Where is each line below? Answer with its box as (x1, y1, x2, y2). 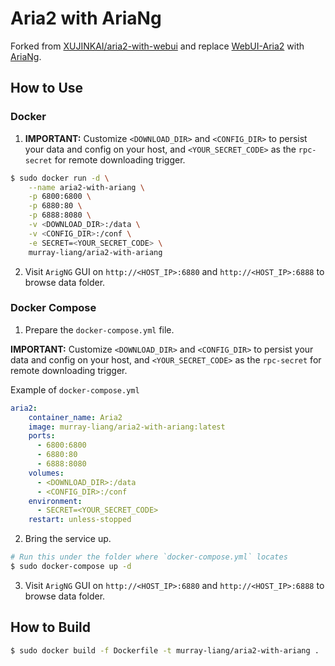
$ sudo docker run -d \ (10, 173, 110, 183)
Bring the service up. (24, 533, 112, 545)
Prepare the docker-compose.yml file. (24, 323, 175, 336)
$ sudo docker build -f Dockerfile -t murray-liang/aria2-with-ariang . (10, 645, 320, 656)
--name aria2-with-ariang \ (28, 182, 145, 192)
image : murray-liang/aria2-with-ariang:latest (28, 422, 226, 432)
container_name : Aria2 (28, 412, 123, 422)
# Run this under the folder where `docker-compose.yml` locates (10, 552, 288, 562)
